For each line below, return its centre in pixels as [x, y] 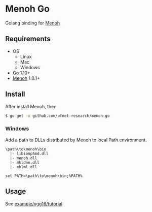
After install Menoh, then [31, 106]
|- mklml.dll [24, 167]
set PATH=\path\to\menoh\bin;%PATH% [44, 176]
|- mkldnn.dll [25, 162]
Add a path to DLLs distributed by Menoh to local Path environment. [76, 140]
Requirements [28, 39]
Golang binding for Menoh [33, 23]
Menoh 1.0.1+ [26, 78]
